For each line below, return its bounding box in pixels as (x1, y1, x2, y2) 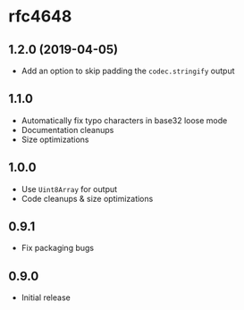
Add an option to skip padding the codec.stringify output (21, 65, 235, 76)
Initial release (21, 292, 71, 303)
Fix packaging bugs (21, 243, 95, 254)
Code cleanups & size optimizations (21, 193, 154, 204)
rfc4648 (8, 6, 72, 27)
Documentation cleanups (21, 124, 114, 135)
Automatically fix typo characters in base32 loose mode (21, 114, 228, 126)
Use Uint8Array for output (21, 183, 118, 194)
